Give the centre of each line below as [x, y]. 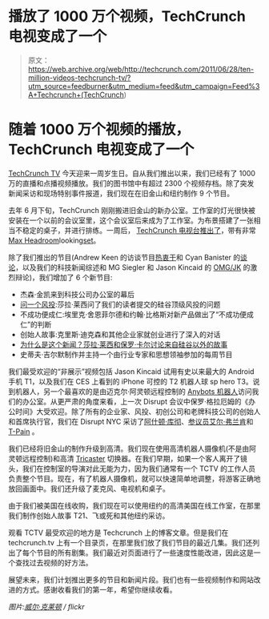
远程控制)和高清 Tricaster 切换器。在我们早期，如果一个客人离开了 [131, 458]
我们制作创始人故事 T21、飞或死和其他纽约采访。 [89, 515]
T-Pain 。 [24, 431]
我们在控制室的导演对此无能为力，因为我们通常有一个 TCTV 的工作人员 [139, 468]
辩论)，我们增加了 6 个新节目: [64, 277]
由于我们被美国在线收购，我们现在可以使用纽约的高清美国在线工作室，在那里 [134, 505]
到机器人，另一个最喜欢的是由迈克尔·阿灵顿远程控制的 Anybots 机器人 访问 [130, 391]
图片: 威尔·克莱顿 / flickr [46, 606]
